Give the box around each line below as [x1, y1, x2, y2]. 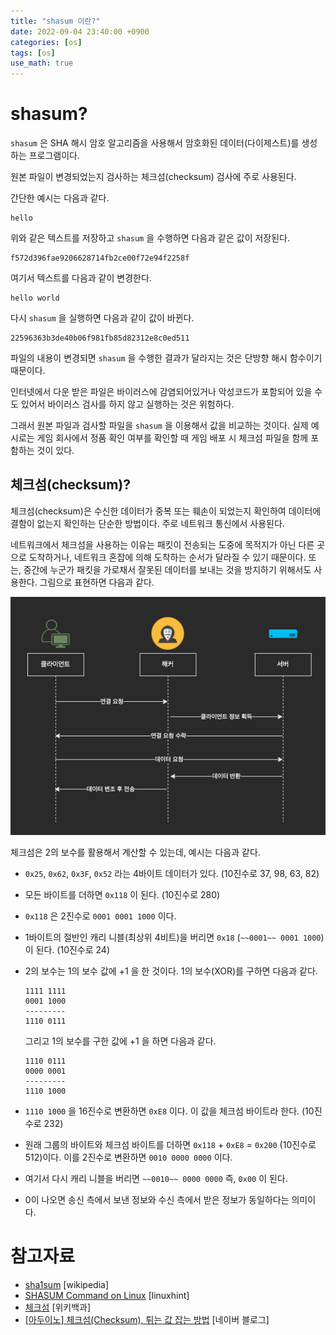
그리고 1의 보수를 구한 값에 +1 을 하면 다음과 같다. [24, 1035, 217, 1047]
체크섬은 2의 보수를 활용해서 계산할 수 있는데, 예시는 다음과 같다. [10, 846, 261, 858]
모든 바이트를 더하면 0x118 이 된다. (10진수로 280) [24, 888, 221, 900]
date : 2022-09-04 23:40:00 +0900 [10, 26, 150, 37]
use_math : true [10, 58, 74, 69]
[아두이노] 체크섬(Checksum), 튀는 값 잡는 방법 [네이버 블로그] [24, 1313, 270, 1325]
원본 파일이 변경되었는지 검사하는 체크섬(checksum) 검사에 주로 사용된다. [10, 171, 297, 183]
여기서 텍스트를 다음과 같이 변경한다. [10, 272, 152, 284]
